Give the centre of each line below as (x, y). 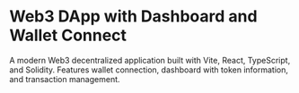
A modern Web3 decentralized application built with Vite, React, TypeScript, (150, 60)
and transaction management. (65, 79)
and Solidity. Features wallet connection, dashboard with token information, (149, 70)
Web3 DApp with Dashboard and (133, 17)
